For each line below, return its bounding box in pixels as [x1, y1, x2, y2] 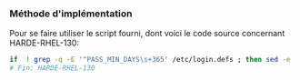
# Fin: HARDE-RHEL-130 [9, 64, 95, 73]
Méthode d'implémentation [9, 7, 133, 20]
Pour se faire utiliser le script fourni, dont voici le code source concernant [9, 28, 285, 39]
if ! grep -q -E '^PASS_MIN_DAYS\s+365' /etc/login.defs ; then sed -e [9, 55, 291, 65]
